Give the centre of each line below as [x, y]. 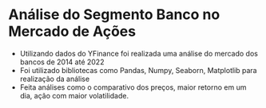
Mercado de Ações [72, 31]
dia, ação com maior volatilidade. [74, 95]
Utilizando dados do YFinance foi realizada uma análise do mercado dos [139, 53]
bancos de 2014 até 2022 [62, 62]
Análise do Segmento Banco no [114, 15]
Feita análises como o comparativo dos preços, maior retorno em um [133, 87]
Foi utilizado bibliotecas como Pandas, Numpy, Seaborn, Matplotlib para [138, 70]
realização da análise [55, 79]
